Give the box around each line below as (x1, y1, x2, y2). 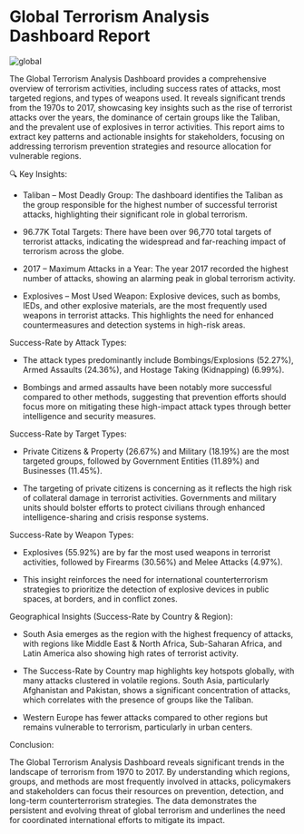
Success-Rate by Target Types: (9, 428, 127, 439)
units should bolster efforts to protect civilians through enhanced (22, 502, 266, 513)
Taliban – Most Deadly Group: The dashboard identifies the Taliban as (22, 189, 284, 201)
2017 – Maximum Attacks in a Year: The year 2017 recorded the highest (22, 263, 289, 274)
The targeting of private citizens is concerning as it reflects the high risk (22, 483, 292, 494)
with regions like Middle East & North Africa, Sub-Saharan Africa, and (22, 638, 283, 649)
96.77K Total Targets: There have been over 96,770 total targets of (22, 226, 272, 237)
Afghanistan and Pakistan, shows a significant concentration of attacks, (22, 684, 291, 695)
